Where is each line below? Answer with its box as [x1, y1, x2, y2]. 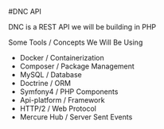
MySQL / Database [19, 70, 82, 79]
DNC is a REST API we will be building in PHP [8, 22, 157, 31]
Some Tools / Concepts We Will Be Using [8, 37, 143, 47]
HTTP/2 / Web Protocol [19, 104, 97, 113]
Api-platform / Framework [19, 96, 105, 104]
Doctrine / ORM [19, 79, 72, 88]
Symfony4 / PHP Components [19, 87, 119, 96]
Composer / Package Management [19, 61, 135, 71]
